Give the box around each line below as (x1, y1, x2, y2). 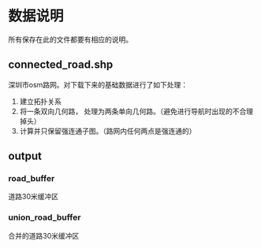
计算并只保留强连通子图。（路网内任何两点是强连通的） (19, 126, 196, 135)
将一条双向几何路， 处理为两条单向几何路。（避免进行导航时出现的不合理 (19, 106, 254, 116)
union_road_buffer (8, 212, 81, 223)
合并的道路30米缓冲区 (8, 231, 80, 240)
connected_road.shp (8, 58, 114, 72)
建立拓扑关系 (19, 96, 62, 106)
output (8, 150, 42, 163)
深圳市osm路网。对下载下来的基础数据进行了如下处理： (8, 80, 188, 89)
